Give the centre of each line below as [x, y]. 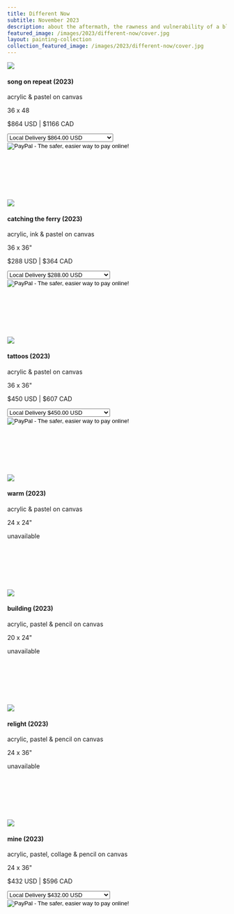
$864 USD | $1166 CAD [41, 124]
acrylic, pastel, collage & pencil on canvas [68, 854]
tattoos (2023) [29, 356]
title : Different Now [39, 14]
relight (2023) [28, 724]
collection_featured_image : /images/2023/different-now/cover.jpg [106, 46]
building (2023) [30, 609]
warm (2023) [27, 494]
